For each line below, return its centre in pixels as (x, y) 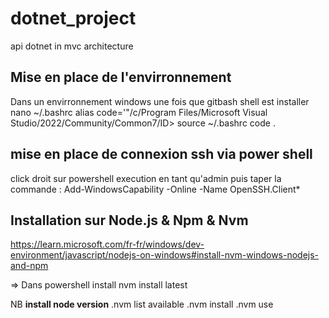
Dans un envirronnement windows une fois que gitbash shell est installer (160, 101)
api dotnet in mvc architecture (72, 46)
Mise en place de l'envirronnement (121, 77)
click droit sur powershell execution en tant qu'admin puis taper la (146, 178)
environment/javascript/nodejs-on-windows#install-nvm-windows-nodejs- (165, 255)
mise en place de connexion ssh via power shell (161, 154)
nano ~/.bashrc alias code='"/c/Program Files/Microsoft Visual (139, 112)
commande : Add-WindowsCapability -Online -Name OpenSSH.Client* (155, 189)
